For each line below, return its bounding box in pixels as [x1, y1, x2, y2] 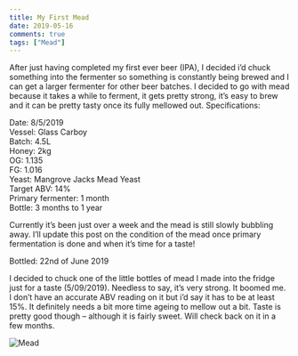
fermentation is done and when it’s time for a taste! [9, 239, 196, 249]
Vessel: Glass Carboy [9, 126, 87, 138]
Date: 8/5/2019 [9, 117, 64, 128]
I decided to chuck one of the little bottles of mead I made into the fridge [9, 273, 276, 284]
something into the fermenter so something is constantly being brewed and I [9, 72, 289, 83]
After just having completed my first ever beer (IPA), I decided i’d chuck [9, 62, 271, 73]
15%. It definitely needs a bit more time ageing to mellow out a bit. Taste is [9, 302, 282, 312]
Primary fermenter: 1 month [9, 193, 109, 204]
